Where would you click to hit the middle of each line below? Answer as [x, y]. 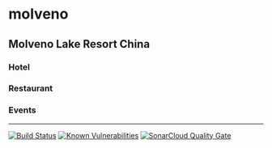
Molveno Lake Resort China [79, 44]
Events [22, 110]
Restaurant [31, 88]
